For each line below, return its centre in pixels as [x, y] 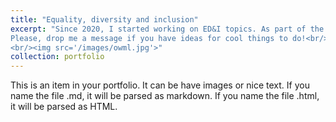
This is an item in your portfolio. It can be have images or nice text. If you [160, 85]
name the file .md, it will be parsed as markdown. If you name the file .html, [165, 96]
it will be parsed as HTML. [64, 107]
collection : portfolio [57, 57]
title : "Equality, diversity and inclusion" [104, 19]
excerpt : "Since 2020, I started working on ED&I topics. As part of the [167, 29]
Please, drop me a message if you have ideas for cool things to [149, 38]
